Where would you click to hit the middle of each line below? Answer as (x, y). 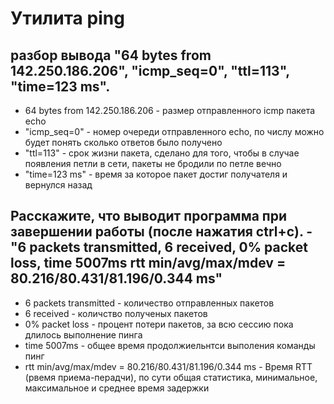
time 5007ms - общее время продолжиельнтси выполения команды (170, 345)
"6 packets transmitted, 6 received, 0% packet (159, 247)
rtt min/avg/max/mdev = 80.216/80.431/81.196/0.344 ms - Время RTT (168, 366)
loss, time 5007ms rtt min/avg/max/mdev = (148, 263)
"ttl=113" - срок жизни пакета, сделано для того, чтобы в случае (162, 153)
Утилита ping (67, 18)
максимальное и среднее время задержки (117, 388)
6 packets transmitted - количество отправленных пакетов (149, 303)
